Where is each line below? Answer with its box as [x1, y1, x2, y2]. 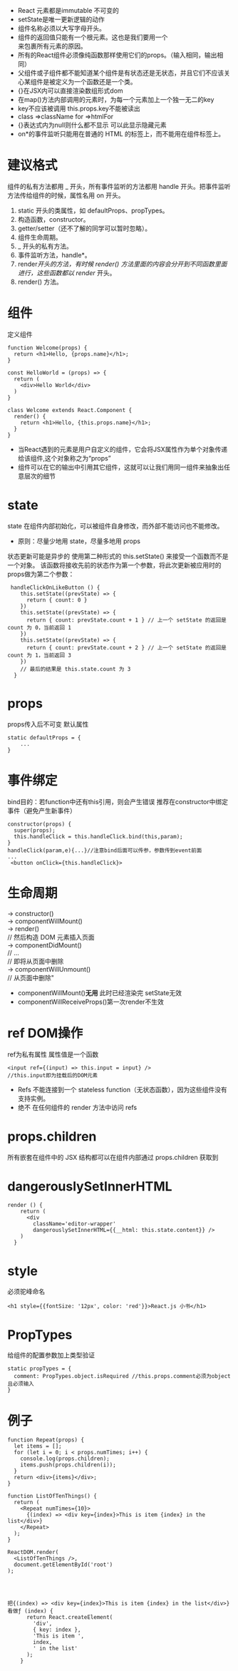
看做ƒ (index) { [7, 1608, 53, 1615]
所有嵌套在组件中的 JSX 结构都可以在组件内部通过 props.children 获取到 [7, 1153, 219, 1161]
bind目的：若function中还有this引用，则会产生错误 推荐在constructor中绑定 [7, 797, 229, 806]
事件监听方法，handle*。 [17, 250, 91, 259]
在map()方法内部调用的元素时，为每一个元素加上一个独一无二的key [17, 96, 214, 103]
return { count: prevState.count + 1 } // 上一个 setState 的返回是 [26, 616, 227, 624]
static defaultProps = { [7, 734, 81, 741]
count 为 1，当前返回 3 [7, 652, 71, 659]
